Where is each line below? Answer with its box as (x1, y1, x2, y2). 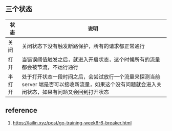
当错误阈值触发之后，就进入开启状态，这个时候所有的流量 (21, 56, 160, 63)
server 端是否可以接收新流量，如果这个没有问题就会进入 (21, 81, 157, 88)
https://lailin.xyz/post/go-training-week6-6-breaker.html (12, 119, 132, 126)
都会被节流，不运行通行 (21, 63, 78, 70)
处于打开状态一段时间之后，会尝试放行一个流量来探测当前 (21, 73, 160, 80)
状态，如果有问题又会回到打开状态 (27, 88, 109, 95)
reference (5, 106, 37, 115)
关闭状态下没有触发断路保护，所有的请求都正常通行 (21, 42, 145, 49)
